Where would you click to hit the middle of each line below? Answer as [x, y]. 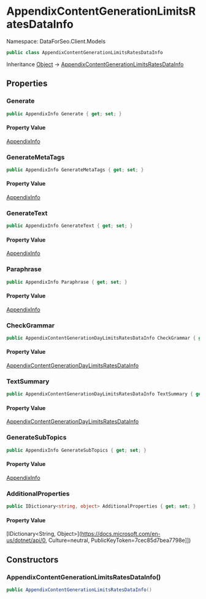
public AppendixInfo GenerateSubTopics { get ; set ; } [77, 450]
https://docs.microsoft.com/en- [121, 534]
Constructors [32, 559]
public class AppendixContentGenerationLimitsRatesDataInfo [85, 52]
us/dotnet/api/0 [26, 540]
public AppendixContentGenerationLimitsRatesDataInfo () [79, 590]
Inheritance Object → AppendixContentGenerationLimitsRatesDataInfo [95, 64]
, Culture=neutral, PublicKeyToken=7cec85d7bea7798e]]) [118, 540]
